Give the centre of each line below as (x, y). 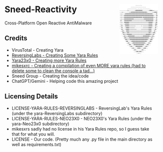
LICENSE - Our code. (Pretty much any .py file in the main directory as (82, 139)
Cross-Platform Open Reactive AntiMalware (48, 23)
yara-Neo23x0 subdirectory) (40, 124)
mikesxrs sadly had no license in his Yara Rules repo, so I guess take (80, 129)
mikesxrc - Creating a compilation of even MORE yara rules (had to (79, 65)
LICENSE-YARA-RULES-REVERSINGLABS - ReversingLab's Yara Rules (82, 108)
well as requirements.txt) (36, 144)
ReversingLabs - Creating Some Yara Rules (55, 55)
